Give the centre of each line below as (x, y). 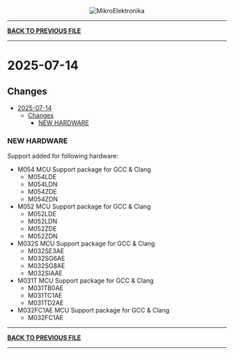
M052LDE (42, 214)
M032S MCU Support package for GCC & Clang (86, 243)
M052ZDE (42, 229)
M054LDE (42, 177)
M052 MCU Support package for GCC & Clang (84, 206)
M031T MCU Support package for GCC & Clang (85, 281)
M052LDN (42, 221)
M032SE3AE (46, 251)
